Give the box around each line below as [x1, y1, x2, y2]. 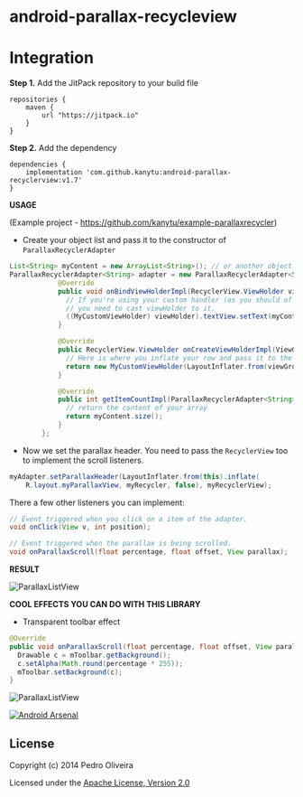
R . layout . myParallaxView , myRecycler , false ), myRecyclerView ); [25, 481, 272, 490]
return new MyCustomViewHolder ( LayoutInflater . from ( [66, 361, 269, 371]
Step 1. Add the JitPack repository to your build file [9, 78, 198, 89]
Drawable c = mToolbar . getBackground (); [17, 651, 171, 660]
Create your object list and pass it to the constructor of [22, 235, 227, 246]
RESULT [9, 564, 41, 575]
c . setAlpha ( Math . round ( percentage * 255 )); [17, 659, 183, 668]
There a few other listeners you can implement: [9, 497, 185, 508]
